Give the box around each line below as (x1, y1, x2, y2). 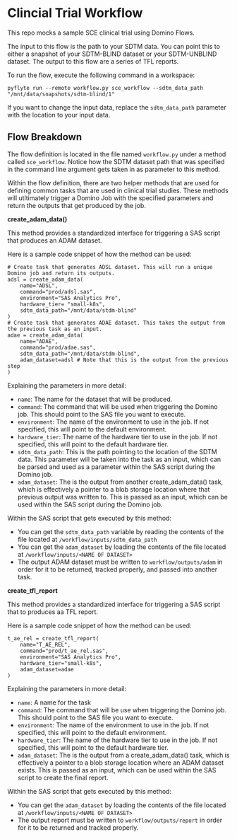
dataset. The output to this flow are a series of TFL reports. (7, 57, 179, 65)
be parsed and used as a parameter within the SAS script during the (17, 462, 215, 471)
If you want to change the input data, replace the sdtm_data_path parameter (7, 103, 227, 111)
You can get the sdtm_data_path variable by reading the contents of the (17, 527, 224, 536)
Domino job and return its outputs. (7, 270, 115, 277)
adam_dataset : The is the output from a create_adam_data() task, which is (17, 751, 230, 759)
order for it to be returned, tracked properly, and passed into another (17, 565, 218, 574)
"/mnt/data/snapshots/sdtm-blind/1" (7, 91, 115, 98)
